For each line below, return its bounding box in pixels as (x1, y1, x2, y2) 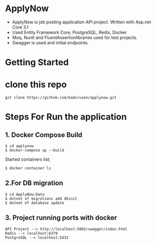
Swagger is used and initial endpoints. (12, 39, 89, 45)
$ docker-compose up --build (5, 148, 64, 153)
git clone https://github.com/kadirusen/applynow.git (5, 95, 117, 100)
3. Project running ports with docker (5, 214, 117, 222)
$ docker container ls (5, 166, 51, 171)
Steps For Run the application (5, 112, 127, 122)
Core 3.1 (12, 24, 29, 30)
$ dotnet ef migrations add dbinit (5, 196, 78, 201)
